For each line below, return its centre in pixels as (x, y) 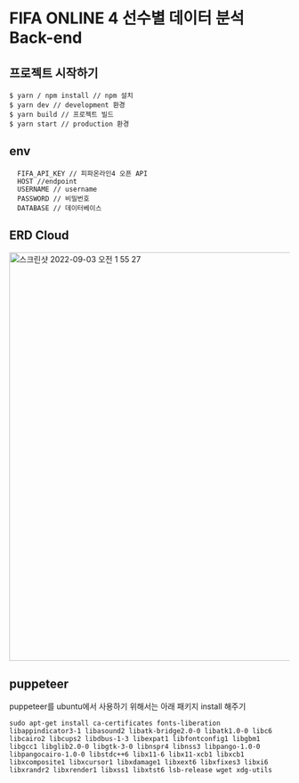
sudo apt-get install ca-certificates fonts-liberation (115, 723)
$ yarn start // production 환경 (69, 124)
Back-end (46, 38)
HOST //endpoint (47, 181)
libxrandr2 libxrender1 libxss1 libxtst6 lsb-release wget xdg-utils (141, 771)
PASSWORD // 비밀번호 (53, 198)
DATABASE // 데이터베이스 (60, 208)
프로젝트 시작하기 (54, 73)
